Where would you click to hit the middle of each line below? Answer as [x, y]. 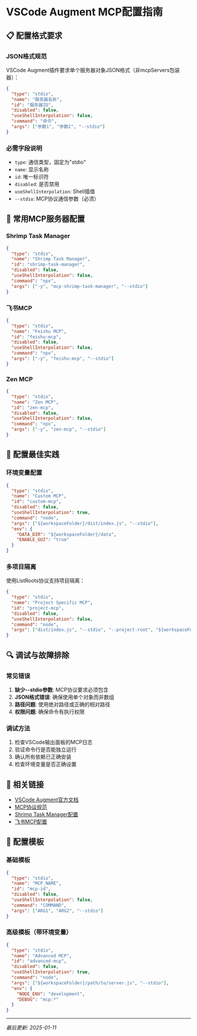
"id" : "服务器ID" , [33, 105]
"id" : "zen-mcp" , [33, 407]
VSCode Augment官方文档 [47, 799]
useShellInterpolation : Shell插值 [55, 192]
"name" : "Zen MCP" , [35, 402]
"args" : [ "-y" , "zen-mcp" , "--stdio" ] [59, 429]
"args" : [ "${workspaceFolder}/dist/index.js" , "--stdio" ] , [85, 523]
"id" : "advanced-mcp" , [39, 961]
